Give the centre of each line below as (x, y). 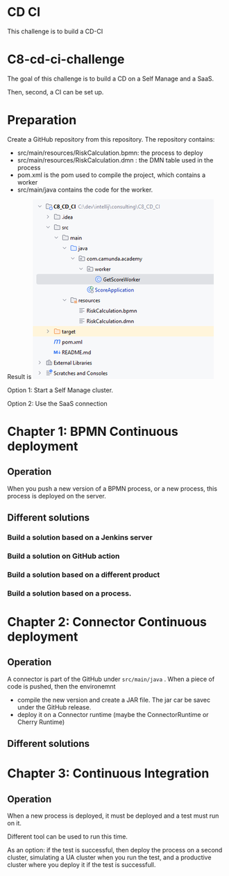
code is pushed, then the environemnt (61, 686)
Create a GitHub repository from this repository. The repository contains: (111, 139)
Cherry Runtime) (41, 722)
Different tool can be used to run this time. (68, 836)
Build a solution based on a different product (84, 575)
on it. (15, 823)
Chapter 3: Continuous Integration (108, 774)
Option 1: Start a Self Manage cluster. (60, 390)
